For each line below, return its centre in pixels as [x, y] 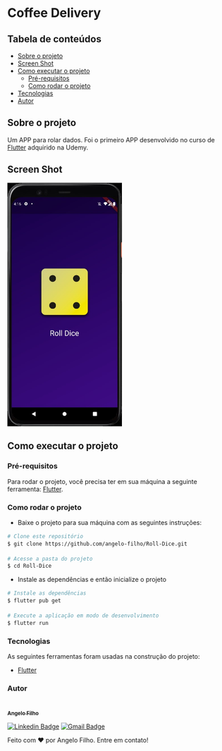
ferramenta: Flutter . [35, 489]
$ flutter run [28, 623]
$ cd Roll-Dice [30, 566]
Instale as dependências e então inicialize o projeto [92, 580]
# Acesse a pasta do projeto [50, 559]
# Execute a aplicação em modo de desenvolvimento [83, 615]
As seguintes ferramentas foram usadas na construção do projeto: [104, 656]
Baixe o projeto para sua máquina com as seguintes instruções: [110, 522]
